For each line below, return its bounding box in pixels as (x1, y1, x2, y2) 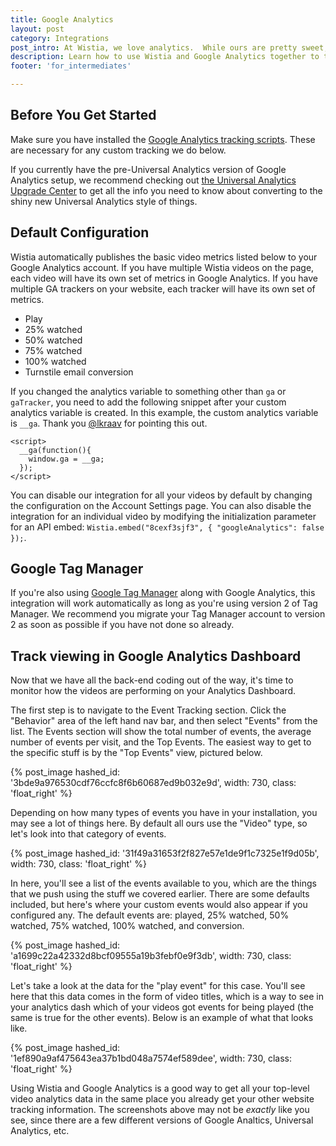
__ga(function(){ (19, 445, 92, 455)
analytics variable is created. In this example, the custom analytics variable (10, 406, 319, 418)
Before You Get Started (10, 107, 157, 124)
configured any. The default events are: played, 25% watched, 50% (10, 909, 290, 921)
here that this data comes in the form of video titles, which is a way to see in (10, 991, 324, 1003)
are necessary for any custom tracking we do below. (10, 144, 227, 156)
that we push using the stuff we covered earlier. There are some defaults (10, 888, 310, 900)
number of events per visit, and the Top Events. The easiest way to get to (10, 736, 312, 748)
